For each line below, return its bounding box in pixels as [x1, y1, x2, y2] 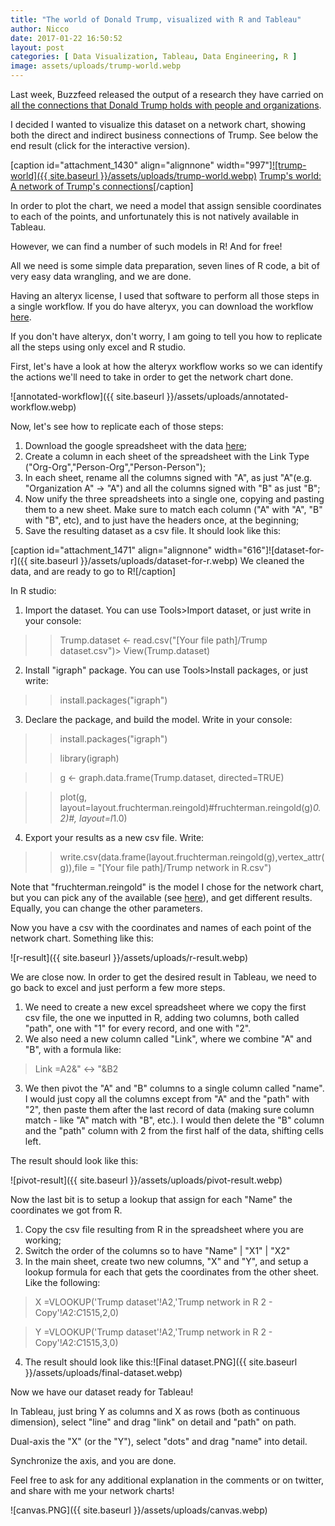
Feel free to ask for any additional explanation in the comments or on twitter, [10, 1474, 324, 1486]
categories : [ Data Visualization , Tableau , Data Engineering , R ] [10, 52, 298, 62]
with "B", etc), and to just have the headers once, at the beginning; [24, 514, 300, 526]
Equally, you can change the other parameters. [10, 902, 203, 914]
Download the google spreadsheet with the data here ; [24, 440, 248, 451]
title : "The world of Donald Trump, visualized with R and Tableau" [10, 14, 302, 25]
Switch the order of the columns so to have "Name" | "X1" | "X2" [24, 1245, 291, 1256]
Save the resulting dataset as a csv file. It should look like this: [24, 525, 282, 536]
